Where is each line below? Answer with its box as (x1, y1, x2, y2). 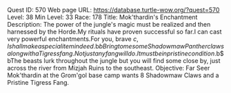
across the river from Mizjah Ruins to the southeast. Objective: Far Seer (7, 64, 210, 72)
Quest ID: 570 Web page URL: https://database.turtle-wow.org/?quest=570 (7, 6, 220, 14)
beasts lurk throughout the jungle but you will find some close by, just (23, 57, 221, 64)
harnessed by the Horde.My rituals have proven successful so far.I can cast (7, 27, 222, 36)
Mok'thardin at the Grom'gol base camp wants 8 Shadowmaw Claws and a (7, 71, 219, 79)
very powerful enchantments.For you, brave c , (7, 35, 139, 43)
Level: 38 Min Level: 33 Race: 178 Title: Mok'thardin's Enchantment (7, 13, 198, 21)
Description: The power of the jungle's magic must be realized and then (7, 21, 211, 28)
